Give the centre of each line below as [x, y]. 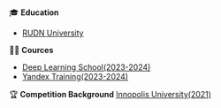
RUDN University [53, 33]
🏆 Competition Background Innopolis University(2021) [110, 94]
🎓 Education [34, 12]
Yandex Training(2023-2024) [75, 77]
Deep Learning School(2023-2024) [86, 67]
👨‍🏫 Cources [31, 50]
